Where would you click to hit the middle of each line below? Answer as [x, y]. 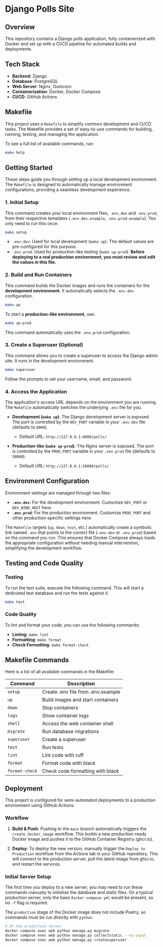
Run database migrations [71, 732]
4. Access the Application [36, 392]
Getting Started [29, 167]
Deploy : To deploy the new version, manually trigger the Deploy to [79, 848]
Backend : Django [29, 76]
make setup [16, 232]
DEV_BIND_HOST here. [32, 507]
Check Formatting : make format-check [50, 644]
